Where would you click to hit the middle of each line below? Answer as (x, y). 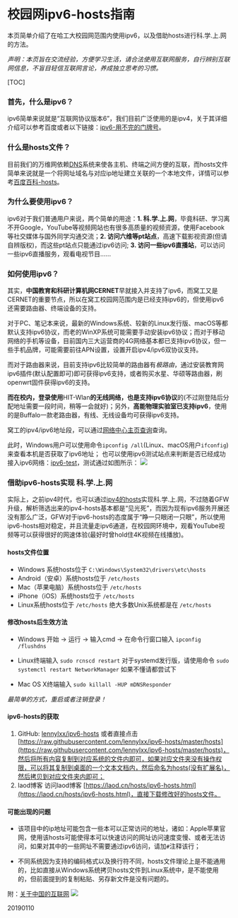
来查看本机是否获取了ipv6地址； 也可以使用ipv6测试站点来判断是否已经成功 (117, 454)
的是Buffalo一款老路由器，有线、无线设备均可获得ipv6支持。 (95, 415)
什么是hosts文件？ (39, 148)
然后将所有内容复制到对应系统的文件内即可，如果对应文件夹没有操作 (117, 759)
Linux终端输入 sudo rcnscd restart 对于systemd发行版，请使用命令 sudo (123, 660)
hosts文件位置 (28, 552)
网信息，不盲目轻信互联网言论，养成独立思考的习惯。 (85, 68)
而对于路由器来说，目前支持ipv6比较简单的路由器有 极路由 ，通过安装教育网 (116, 365)
